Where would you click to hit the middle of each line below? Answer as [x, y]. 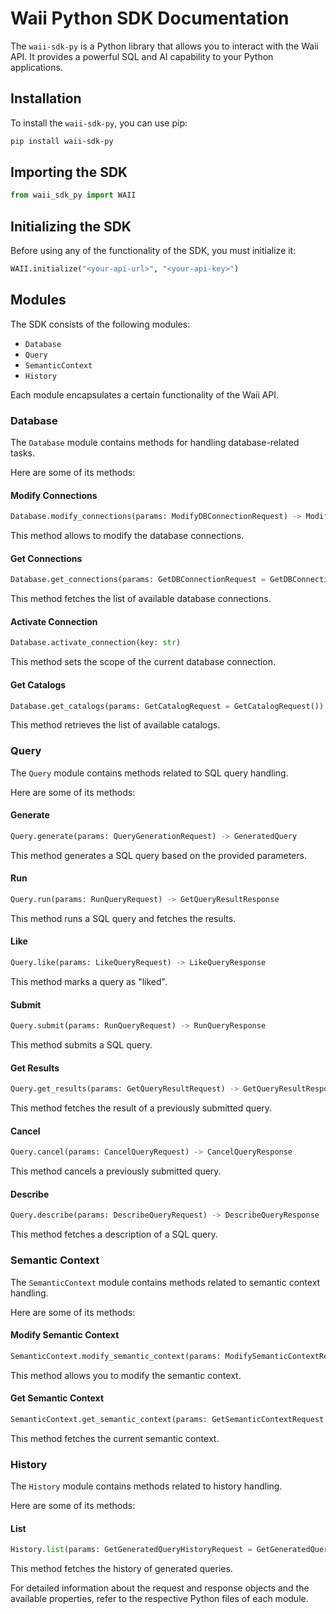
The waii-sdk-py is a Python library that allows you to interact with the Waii [164, 46]
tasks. [23, 453]
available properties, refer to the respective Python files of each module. [159, 1599]
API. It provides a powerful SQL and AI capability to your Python [142, 56]
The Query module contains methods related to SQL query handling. [149, 773]
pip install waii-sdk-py [62, 141]
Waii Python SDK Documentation [150, 18]
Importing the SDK [69, 172]
